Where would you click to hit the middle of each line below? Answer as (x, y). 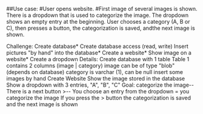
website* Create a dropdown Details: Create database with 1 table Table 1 (98, 59)
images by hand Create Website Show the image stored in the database (96, 79)
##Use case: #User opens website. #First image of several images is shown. (102, 9)
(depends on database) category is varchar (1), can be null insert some (95, 72)
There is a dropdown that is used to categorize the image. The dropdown (98, 15)
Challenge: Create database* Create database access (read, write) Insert (98, 46)
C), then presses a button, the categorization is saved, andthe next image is (101, 28)
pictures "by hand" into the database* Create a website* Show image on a (99, 53)
